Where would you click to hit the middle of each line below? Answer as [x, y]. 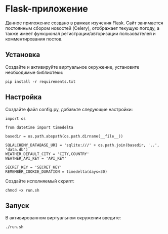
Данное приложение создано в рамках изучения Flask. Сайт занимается [84, 23]
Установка [23, 55]
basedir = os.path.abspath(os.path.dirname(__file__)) [64, 136]
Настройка [24, 97]
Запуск [17, 205]
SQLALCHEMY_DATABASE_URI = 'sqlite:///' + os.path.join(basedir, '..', [82, 145]
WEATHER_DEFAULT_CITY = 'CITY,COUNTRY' [47, 154]
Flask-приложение [47, 9]
